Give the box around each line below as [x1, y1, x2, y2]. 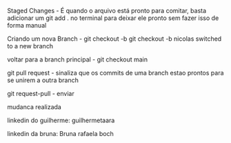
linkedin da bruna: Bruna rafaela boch [7, 130, 114, 137]
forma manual [7, 21, 47, 29]
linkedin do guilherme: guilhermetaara [7, 116, 115, 124]
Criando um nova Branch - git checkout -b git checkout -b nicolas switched [7, 35, 222, 43]
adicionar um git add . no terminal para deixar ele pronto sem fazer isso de [7, 14, 219, 22]
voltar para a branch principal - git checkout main [7, 55, 148, 64]
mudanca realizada [7, 103, 62, 111]
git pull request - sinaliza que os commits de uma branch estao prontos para [7, 69, 224, 77]
